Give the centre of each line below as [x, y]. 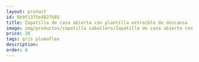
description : [22, 45]
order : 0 [17, 50]
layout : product [26, 12]
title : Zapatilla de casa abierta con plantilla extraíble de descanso [97, 22]
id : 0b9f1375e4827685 [33, 17]
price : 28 [18, 34]
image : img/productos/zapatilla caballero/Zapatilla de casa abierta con [100, 28]
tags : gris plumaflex [33, 39]
